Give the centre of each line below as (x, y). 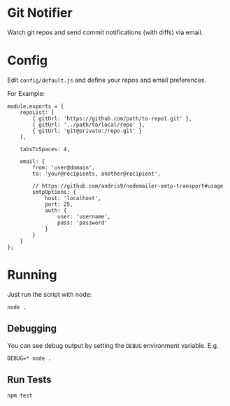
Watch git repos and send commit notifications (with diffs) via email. (105, 32)
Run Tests (29, 380)
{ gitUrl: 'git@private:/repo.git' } (87, 131)
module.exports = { (36, 106)
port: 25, (59, 204)
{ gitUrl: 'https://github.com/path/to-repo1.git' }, (112, 118)
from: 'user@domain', (64, 167)
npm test (20, 396)
